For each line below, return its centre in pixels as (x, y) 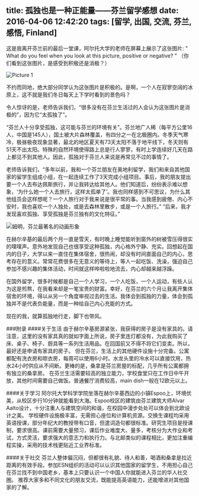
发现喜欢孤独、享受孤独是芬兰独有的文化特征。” (63, 214)
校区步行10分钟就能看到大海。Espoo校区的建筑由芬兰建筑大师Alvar (103, 400)
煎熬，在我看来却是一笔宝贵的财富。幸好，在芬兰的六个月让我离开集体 (107, 289)
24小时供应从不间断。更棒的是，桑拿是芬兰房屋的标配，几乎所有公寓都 (97, 366)
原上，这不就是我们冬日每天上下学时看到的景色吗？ (68, 94)
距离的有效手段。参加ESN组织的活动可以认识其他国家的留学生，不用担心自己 (99, 465)
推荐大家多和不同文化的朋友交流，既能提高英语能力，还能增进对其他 (101, 479)
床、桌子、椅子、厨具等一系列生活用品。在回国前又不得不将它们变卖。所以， (99, 343)
